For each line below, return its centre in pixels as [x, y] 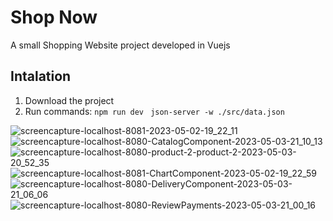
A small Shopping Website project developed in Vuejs [120, 45]
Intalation [41, 76]
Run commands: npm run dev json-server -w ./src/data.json [154, 111]
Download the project [69, 100]
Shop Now [54, 17]
